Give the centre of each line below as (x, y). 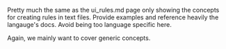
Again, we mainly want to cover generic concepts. (79, 38)
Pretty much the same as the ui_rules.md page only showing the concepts (113, 10)
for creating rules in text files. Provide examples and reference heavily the (113, 17)
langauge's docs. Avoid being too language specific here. (89, 24)
